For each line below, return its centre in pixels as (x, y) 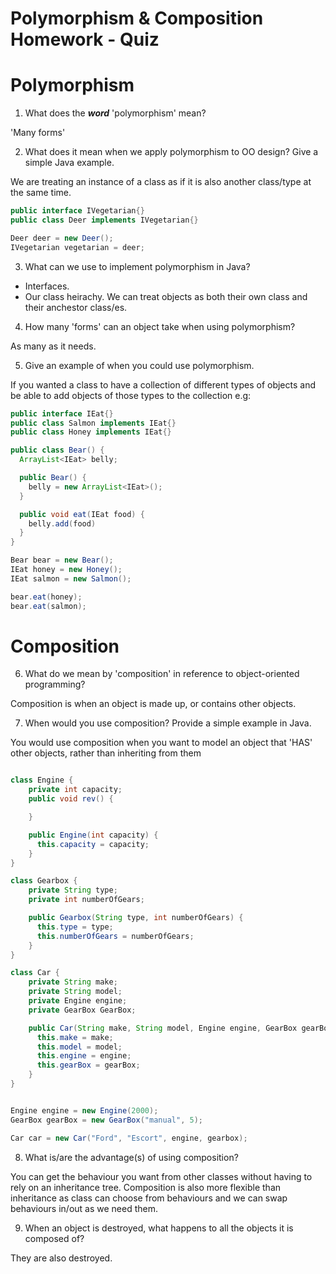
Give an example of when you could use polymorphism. (139, 365)
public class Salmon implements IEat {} (93, 423)
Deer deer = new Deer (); (62, 238)
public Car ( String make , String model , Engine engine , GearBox (163, 1028)
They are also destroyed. (61, 1258)
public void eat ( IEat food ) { (82, 514)
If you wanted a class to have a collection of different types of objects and (163, 384)
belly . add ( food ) (62, 523)
